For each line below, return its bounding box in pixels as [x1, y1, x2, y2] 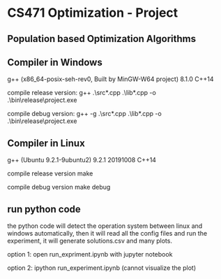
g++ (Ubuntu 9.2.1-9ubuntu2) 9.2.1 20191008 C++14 [7, 156, 157, 164]
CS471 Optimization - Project [7, 5, 178, 21]
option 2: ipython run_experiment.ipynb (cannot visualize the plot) [7, 264, 197, 272]
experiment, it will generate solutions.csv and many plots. [7, 236, 173, 245]
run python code [7, 203, 82, 215]
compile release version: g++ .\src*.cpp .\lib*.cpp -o [7, 89, 157, 97]
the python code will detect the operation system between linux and [7, 222, 203, 230]
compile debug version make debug [7, 183, 111, 192]
